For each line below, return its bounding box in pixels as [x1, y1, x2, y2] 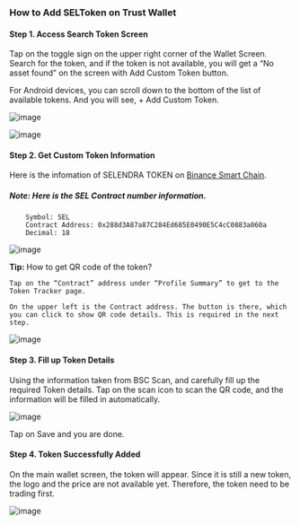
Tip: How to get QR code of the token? [9, 262, 153, 273]
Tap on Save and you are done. [9, 428, 125, 439]
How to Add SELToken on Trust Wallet [9, 6, 177, 19]
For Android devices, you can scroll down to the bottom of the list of [9, 85, 261, 96]
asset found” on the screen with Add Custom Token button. [9, 67, 229, 78]
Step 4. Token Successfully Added [9, 449, 141, 459]
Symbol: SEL [25, 213, 70, 222]
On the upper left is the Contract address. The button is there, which [9, 302, 287, 311]
